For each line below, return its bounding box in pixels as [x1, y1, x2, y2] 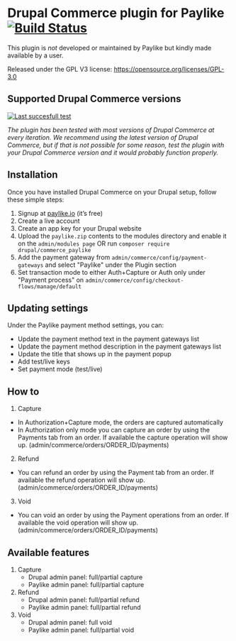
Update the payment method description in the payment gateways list [17, 342, 222, 351]
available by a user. [7, 51, 64, 60]
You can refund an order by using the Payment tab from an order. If [17, 469, 214, 477]
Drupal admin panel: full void [28, 618, 112, 626]
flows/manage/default [17, 283, 82, 290]
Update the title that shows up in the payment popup [17, 350, 172, 358]
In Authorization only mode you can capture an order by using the [17, 426, 210, 434]
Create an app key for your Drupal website [17, 224, 142, 232]
